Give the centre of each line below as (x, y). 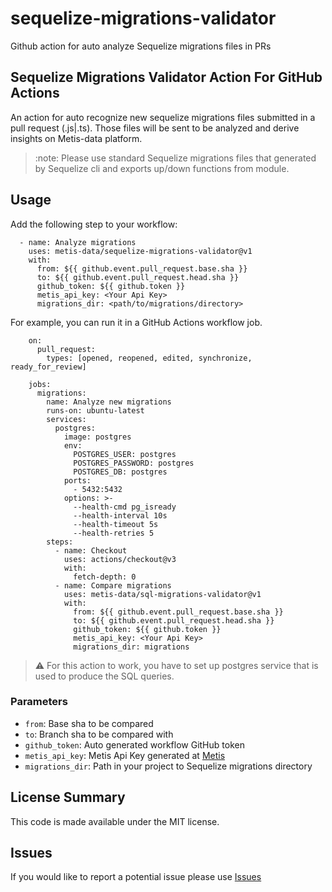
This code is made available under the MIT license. (115, 821)
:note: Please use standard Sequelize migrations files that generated (175, 158)
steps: (60, 542)
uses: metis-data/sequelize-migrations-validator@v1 (140, 251)
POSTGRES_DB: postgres (120, 472)
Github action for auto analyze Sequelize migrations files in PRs (141, 46)
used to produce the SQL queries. (104, 676)
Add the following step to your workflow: (94, 224)
